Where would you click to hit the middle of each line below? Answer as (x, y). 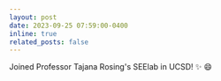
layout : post (33, 17)
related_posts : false (49, 42)
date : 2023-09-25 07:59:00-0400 (69, 26)
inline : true (33, 33)
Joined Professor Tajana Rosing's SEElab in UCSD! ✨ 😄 (110, 67)
